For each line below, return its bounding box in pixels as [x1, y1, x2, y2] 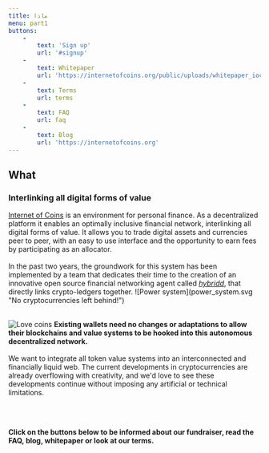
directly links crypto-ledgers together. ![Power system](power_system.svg [8, 287, 254, 297]
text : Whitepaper [37, 64, 94, 72]
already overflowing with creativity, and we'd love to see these [8, 370, 215, 381]
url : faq [37, 116, 66, 124]
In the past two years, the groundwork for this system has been [8, 261, 218, 271]
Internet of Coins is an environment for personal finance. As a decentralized [8, 210, 259, 220]
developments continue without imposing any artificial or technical [8, 379, 228, 389]
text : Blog [37, 131, 74, 139]
